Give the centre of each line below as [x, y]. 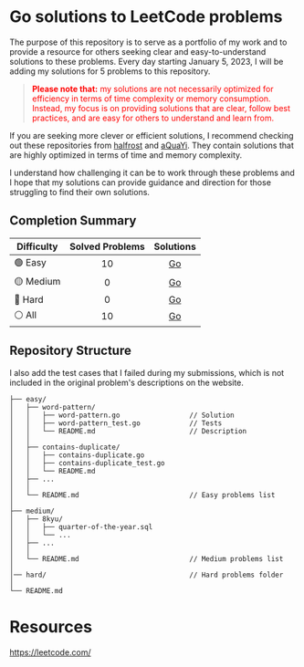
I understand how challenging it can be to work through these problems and [152, 172]
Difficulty [37, 246]
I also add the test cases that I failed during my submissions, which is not [147, 372]
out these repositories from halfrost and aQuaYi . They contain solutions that [152, 145]
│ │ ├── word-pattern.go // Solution [122, 415]
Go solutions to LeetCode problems [146, 17]
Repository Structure [71, 351]
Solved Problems [108, 246]
